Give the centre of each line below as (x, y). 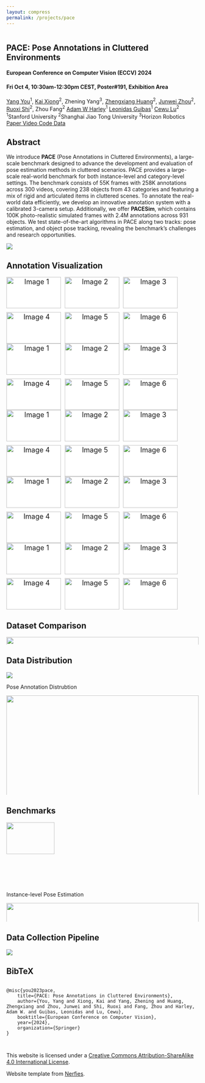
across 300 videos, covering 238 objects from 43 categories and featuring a (103, 190)
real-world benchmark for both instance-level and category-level (103, 176)
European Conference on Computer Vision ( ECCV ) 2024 (79, 73)
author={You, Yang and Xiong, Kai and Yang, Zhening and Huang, (101, 1001)
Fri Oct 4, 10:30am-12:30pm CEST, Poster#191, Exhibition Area (88, 87)
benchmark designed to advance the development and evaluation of (107, 163)
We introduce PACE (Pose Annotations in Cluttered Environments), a (92, 157)
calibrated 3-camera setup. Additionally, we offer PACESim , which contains (101, 209)
